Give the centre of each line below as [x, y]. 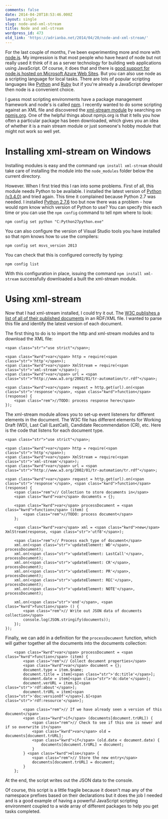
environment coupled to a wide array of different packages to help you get [82, 806]
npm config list [22, 264]
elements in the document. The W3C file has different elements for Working [83, 419]
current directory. [23, 176]
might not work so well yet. [33, 131]
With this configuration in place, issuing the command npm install [73, 273]
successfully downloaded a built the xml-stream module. [78, 279]
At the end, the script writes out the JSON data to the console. [69, 780]
